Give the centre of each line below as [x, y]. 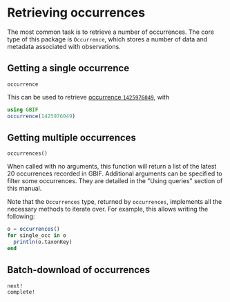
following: [21, 216]
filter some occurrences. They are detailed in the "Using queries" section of [115, 181]
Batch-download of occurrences [79, 270]
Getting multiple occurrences [72, 137]
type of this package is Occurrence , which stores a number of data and [107, 39]
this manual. [25, 189]
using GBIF [23, 110]
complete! [21, 292]
